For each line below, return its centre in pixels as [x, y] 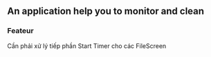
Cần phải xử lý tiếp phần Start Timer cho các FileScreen [87, 46]
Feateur [20, 31]
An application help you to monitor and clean [106, 11]
